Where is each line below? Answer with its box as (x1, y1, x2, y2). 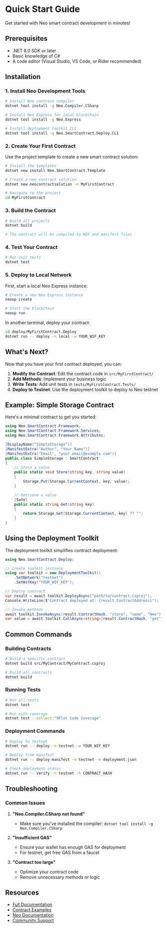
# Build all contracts (5, 670, 52, 675)
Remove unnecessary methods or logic (19, 874, 100, 880)
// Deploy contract (5, 589, 46, 594)
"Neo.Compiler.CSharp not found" (12, 811, 85, 817)
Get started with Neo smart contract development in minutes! (5, 20, 131, 26)
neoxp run (5, 311, 26, 316)
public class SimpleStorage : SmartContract (5, 456, 99, 461)
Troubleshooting (5, 785, 58, 793)
